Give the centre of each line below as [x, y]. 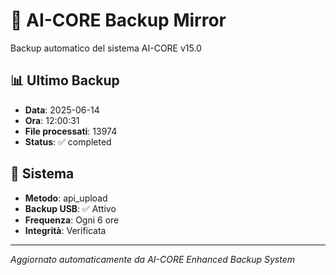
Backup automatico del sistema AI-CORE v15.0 [106, 48]
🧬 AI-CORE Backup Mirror [118, 20]
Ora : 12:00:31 [52, 120]
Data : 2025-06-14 [62, 110]
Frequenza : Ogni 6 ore [72, 220]
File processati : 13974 [71, 131]
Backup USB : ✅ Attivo [70, 208]
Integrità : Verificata [65, 230]
